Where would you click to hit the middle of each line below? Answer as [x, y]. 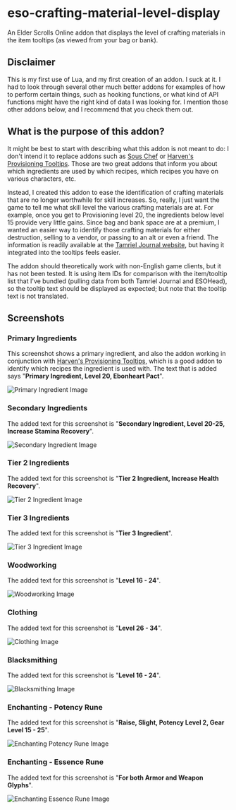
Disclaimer [31, 62]
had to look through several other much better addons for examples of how [116, 87]
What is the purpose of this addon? [86, 132]
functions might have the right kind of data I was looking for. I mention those [118, 102]
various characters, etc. [42, 179]
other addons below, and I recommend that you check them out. [100, 109]
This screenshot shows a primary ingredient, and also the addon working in [117, 354]
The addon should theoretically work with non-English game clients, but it [114, 266]
